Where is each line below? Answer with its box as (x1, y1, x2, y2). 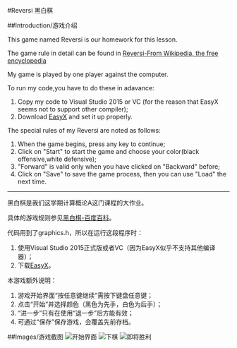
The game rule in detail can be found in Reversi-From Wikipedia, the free (7, 49, 219, 57)
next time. (17, 177, 47, 186)
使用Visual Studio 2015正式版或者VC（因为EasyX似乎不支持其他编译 (17, 244, 216, 252)
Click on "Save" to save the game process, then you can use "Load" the (17, 170, 227, 178)
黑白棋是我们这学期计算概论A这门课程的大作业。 (7, 198, 148, 207)
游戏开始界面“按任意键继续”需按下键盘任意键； (17, 292, 154, 299)
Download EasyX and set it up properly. (17, 112, 133, 121)
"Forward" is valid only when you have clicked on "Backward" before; (17, 162, 221, 171)
